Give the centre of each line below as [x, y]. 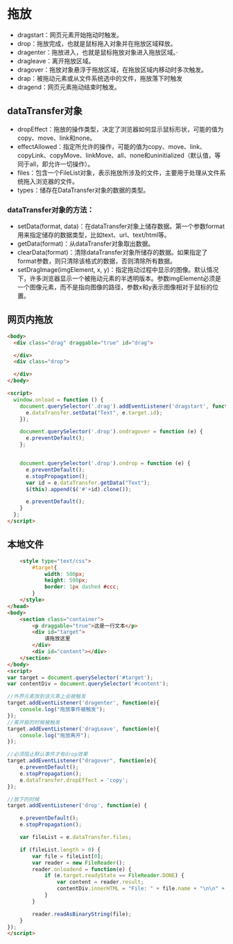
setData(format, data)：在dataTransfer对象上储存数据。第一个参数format [121, 226]
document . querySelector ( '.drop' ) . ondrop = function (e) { [105, 463]
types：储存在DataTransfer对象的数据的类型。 [83, 190]
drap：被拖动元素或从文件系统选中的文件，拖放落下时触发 [100, 78]
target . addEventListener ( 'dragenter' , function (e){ [83, 703]
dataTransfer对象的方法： [51, 209]
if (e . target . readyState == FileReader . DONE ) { [114, 876]
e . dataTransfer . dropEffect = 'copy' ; [74, 780]
